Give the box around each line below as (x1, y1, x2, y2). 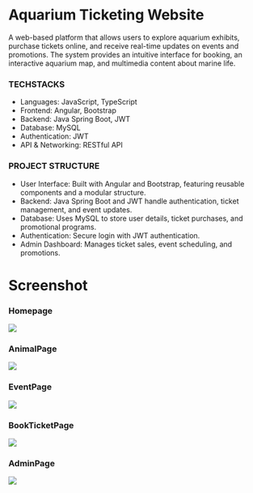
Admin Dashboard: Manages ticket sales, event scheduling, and (19, 239, 233, 249)
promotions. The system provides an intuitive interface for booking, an (8, 49, 242, 59)
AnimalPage (8, 343, 57, 354)
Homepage (8, 305, 53, 316)
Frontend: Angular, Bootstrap (19, 105, 117, 115)
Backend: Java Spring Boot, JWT (19, 114, 131, 124)
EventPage (8, 381, 53, 392)
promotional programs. (19, 221, 97, 232)
